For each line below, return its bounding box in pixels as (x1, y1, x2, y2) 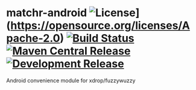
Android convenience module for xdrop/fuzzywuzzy (6, 77, 136, 84)
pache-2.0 (6, 32, 60, 45)
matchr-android (6, 6, 87, 20)
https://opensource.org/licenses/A (10, 19, 190, 32)
